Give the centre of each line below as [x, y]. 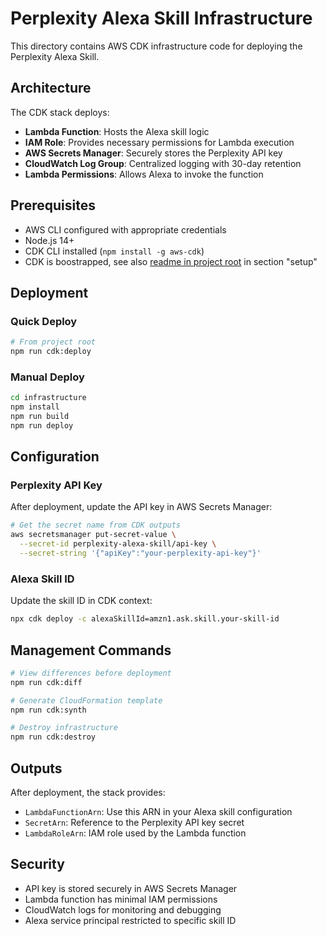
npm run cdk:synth [48, 710]
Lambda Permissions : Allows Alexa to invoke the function [144, 174]
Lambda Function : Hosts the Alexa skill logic [117, 131]
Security [37, 864]
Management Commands [91, 650]
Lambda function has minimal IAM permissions [121, 899]
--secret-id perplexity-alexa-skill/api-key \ [118, 544]
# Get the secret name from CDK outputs [96, 525]
